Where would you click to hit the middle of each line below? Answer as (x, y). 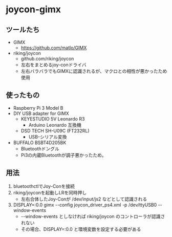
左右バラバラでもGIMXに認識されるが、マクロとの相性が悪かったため (94, 71)
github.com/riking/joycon (47, 58)
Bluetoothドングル (40, 149)
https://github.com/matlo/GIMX (54, 48)
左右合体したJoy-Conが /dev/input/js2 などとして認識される (84, 199)
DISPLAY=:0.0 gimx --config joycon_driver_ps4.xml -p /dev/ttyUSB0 (85, 205)
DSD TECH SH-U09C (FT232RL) (55, 131)
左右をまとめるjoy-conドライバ (53, 65)
